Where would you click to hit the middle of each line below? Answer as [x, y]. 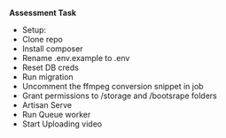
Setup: [34, 30]
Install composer [52, 49]
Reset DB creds [51, 67]
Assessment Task [43, 13]
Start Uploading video [62, 124]
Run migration [47, 77]
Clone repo [43, 39]
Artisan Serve [47, 105]
